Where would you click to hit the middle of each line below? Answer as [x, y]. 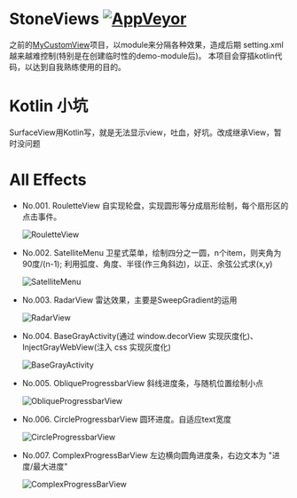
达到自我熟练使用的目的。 [79, 67]
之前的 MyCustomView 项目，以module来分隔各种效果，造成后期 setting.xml [146, 44]
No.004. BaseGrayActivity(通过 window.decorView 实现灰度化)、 [140, 336]
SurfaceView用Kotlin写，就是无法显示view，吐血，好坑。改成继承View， [142, 132]
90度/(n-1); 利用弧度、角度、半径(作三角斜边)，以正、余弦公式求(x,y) [147, 264]
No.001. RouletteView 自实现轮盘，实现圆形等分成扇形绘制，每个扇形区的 [155, 205]
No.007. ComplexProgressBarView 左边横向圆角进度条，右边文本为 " [147, 455]
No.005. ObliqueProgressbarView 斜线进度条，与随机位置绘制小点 [143, 383]
